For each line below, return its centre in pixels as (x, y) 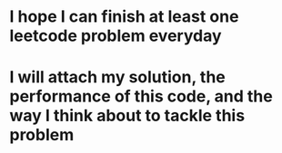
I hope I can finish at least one (124, 17)
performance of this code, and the (141, 96)
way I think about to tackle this (127, 116)
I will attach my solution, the (117, 77)
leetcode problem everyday (116, 36)
